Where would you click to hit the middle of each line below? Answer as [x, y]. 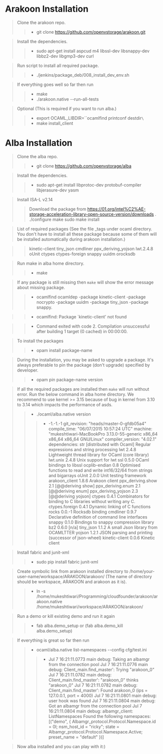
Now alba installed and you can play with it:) [61, 746]
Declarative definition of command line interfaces [98, 517]
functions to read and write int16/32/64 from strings [100, 470]
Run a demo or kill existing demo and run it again [66, 616]
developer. [27, 370]
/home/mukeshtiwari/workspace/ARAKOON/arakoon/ [90, 607]
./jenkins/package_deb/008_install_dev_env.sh [83, 75]
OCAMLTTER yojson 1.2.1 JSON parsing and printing [100, 532]
